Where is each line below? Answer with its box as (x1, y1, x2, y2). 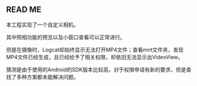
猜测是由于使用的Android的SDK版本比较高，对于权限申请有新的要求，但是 (6, 66, 186, 73)
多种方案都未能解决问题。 (16, 73, 79, 80)
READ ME (6, 5, 41, 15)
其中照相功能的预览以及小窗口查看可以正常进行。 (6, 34, 125, 41)
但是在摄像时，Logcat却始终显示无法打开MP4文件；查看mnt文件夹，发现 (6, 46, 184, 53)
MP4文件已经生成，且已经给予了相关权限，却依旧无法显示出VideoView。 (6, 53, 183, 61)
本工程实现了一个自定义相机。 (6, 21, 79, 28)
